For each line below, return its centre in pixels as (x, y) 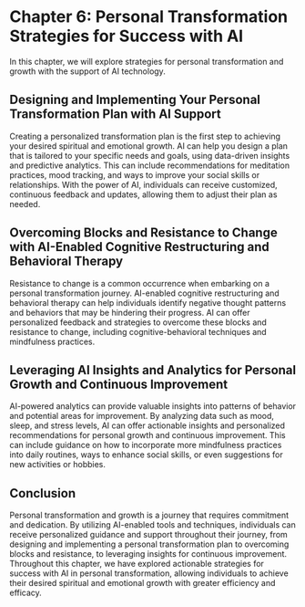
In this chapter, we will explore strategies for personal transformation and (147, 61)
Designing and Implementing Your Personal (135, 100)
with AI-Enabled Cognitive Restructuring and (140, 247)
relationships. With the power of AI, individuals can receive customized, (143, 184)
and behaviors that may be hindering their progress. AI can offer (130, 312)
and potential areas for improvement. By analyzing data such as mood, (142, 416)
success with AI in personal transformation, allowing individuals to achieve (149, 573)
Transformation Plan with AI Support (115, 115)
